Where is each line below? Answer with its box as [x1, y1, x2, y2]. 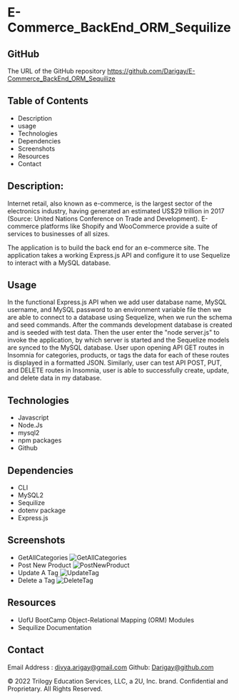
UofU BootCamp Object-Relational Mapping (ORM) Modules [17, 615, 195, 624]
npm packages [17, 436, 62, 445]
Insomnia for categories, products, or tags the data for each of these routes [7, 351, 230, 360]
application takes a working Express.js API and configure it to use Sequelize [7, 250, 230, 259]
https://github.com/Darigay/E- [106, 67, 195, 75]
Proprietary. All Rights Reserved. [7, 684, 103, 693]
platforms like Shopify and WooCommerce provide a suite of [40, 222, 218, 230]
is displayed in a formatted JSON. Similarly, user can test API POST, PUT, [7, 358, 223, 367]
